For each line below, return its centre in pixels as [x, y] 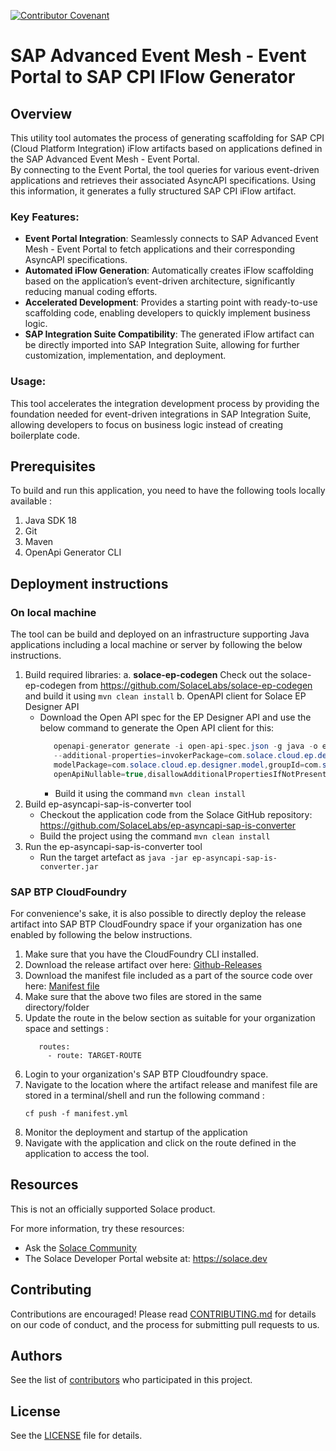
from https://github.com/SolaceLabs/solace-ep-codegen [195, 686]
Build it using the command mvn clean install [150, 793]
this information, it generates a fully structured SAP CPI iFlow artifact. [153, 191]
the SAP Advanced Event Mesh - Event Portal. [105, 159]
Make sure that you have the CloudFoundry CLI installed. [141, 954]
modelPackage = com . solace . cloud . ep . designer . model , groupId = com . [188, 765]
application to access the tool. [87, 1153]
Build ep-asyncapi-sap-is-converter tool [108, 804]
